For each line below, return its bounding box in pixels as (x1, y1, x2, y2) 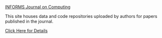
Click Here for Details (5, 28, 48, 33)
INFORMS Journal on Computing (5, 4, 71, 10)
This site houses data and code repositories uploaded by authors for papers (5, 13, 158, 19)
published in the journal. (5, 19, 54, 24)
